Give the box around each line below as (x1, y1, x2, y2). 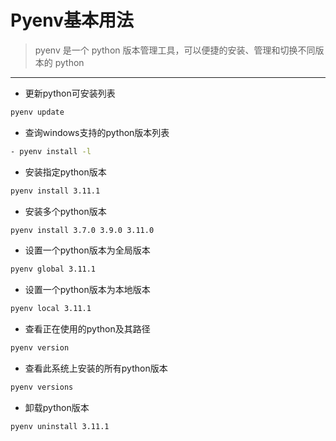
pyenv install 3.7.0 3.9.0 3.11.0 (10, 225, 155, 235)
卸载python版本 (24, 401, 90, 413)
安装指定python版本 (24, 166, 107, 178)
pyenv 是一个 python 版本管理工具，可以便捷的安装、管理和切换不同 (34, 44, 316, 56)
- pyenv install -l (10, 146, 92, 156)
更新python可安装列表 (24, 87, 116, 99)
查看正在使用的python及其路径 (24, 323, 151, 335)
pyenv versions (10, 382, 74, 393)
